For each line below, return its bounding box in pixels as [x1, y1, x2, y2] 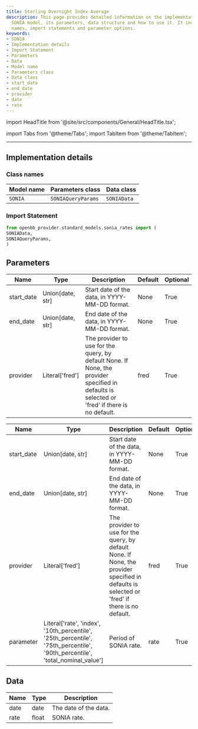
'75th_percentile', [43, 641, 93, 649]
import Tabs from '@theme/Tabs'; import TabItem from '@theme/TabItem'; [6, 129, 187, 137]
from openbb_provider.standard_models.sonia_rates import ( [6, 225, 157, 231]
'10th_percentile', [43, 626, 93, 634]
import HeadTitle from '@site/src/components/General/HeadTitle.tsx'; [6, 118, 176, 125]
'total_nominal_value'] [43, 656, 104, 664]
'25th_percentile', [43, 634, 93, 642]
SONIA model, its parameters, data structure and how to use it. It [11, 20, 183, 25]
